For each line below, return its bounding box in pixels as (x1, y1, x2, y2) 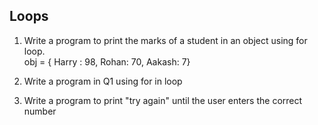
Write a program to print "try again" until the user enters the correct (23, 94, 303, 106)
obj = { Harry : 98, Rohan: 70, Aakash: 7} (23, 55, 191, 68)
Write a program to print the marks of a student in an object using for (23, 34, 308, 46)
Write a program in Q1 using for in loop (23, 75, 183, 87)
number (23, 105, 57, 117)
